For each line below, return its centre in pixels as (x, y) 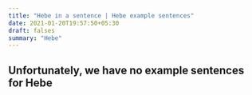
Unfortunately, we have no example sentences (126, 70)
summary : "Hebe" (35, 38)
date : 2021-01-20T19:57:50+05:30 (64, 23)
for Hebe (31, 83)
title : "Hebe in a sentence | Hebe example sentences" (101, 16)
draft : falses (32, 30)
